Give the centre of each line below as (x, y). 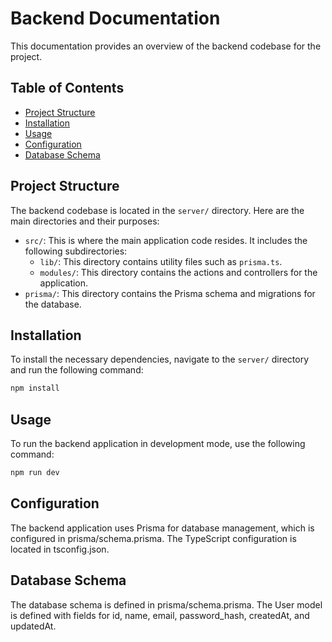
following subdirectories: (76, 251)
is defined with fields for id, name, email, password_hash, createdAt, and (160, 615)
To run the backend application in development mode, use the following (158, 444)
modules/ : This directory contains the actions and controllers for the (178, 272)
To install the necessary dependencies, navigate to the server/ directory (160, 359)
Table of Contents (67, 88)
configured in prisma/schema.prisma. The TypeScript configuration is (153, 538)
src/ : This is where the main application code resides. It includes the (166, 240)
